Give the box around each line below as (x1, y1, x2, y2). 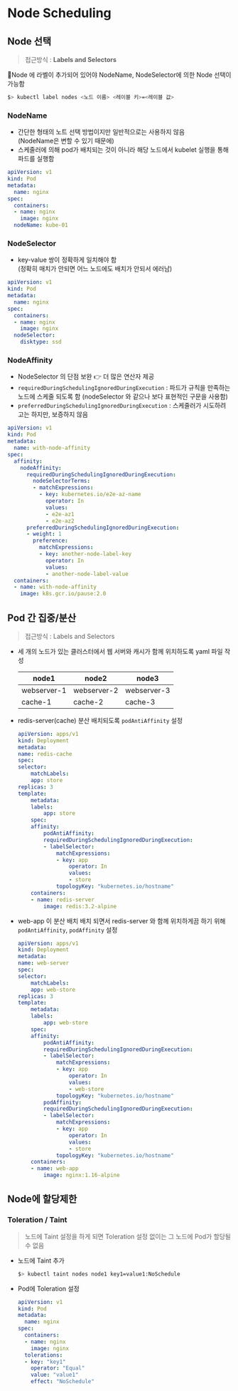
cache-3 (125, 697, 156, 707)
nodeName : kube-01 (13, 222, 69, 229)
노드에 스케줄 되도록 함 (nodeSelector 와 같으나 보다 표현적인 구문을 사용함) (17, 392, 229, 401)
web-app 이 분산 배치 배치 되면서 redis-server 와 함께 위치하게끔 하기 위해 (17, 916, 226, 925)
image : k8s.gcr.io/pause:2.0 (20, 590, 107, 597)
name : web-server (17, 960, 70, 967)
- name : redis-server (31, 896, 94, 903)
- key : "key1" (24, 1358, 66, 1365)
